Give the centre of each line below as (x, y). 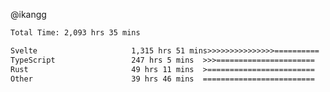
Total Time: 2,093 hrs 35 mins (75, 33)
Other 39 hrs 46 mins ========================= (162, 79)
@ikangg (28, 14)
